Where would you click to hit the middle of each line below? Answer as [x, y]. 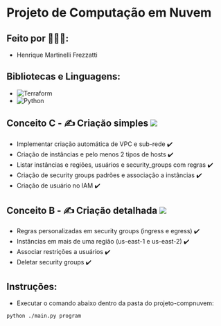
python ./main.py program [44, 316]
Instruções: [32, 286]
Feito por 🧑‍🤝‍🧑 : [38, 38]
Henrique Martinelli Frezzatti [57, 55]
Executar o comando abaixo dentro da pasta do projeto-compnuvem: [115, 303]
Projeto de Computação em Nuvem [109, 13]
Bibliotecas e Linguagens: [63, 76]
